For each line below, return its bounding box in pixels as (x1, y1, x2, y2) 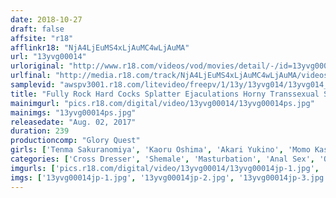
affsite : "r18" (10, 33, 74, 43)
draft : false (10, 24, 65, 34)
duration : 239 (10, 126, 70, 136)
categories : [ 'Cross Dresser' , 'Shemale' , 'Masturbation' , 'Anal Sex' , (10, 154, 315, 164)
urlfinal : (10, 71, 52, 81)
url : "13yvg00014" (10, 52, 87, 62)
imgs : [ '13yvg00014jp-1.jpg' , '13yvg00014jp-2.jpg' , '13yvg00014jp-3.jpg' (10, 172, 329, 183)
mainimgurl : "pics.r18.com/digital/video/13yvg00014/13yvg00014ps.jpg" (10, 98, 315, 108)
